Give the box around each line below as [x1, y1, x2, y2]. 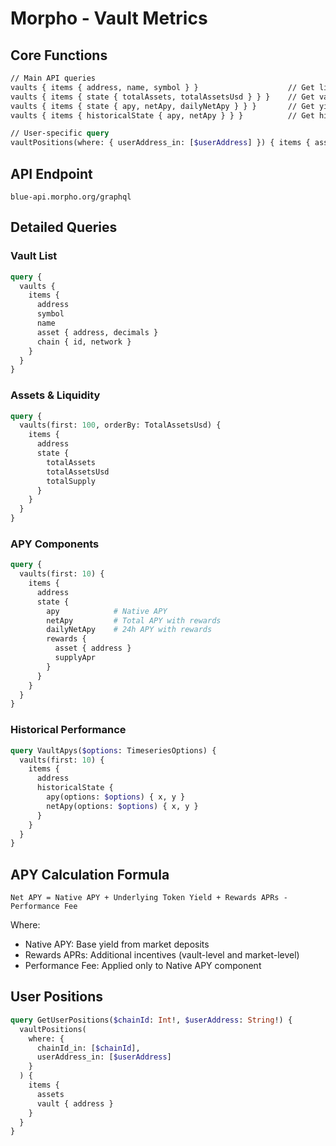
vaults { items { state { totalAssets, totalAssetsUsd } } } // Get [10, 92, 315, 102]
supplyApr [54, 653, 97, 663]
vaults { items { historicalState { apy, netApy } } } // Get [10, 110, 315, 121]
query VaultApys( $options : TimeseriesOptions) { [10, 745, 217, 756]
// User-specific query [10, 128, 110, 139]
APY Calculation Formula [10, 866, 170, 883]
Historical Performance [10, 723, 127, 737]
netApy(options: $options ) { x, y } [46, 801, 199, 811]
